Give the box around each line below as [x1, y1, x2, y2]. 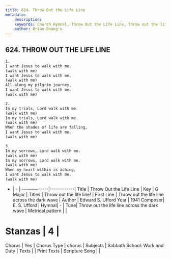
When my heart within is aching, [5, 167, 76, 172]
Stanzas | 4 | [5, 225, 60, 237]
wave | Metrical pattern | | [12, 208, 67, 214]
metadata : [5, 12, 26, 17]
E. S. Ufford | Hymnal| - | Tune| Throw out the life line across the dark [12, 202, 158, 208]
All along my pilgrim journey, [5, 83, 72, 88]
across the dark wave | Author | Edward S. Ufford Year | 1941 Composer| [12, 197, 164, 203]
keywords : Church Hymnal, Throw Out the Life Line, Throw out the [14, 21, 158, 27]
